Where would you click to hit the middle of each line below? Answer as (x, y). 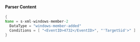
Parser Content (21, 7)
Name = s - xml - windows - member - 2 (37, 22)
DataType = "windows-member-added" (45, 26)
